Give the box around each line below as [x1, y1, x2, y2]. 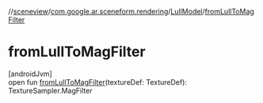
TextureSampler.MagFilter [8, 86, 93, 95]
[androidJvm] [8, 69, 53, 78]
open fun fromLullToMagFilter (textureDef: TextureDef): [8, 77, 188, 86]
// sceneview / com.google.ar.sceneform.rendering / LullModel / [8, 7, 206, 16]
